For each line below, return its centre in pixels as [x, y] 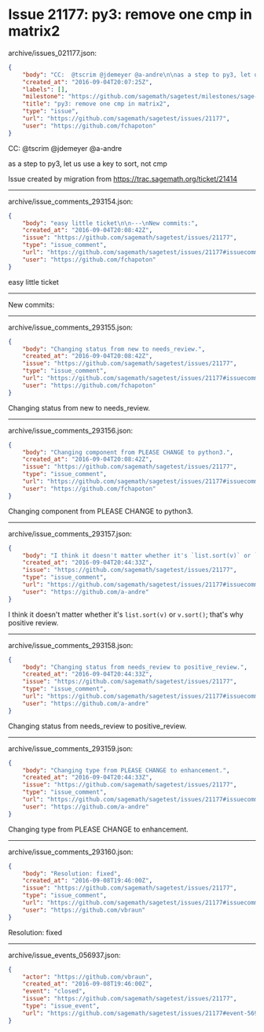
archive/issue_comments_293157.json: [70, 533]
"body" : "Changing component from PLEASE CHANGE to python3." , [128, 452]
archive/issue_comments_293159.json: [71, 748]
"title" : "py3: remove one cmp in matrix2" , [96, 104]
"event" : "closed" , [54, 991]
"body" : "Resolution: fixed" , [72, 874]
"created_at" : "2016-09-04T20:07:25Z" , [88, 82]
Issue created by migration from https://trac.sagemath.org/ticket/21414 [123, 179]
